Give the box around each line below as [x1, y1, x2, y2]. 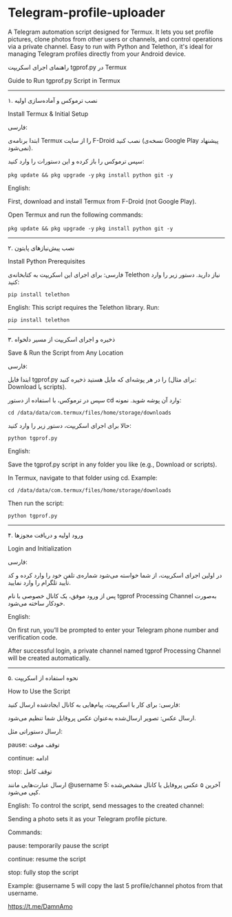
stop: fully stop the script [8, 868, 78, 876]
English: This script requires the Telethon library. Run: [8, 303, 160, 311]
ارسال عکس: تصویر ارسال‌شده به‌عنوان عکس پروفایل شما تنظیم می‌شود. [8, 713, 197, 722]
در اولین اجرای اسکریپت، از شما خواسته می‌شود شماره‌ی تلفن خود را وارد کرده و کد [8, 571, 222, 579]
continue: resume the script [8, 854, 86, 863]
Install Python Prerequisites [8, 257, 85, 265]
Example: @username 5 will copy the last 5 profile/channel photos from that [8, 881, 223, 889]
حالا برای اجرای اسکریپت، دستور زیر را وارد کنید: [8, 421, 131, 429]
